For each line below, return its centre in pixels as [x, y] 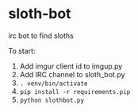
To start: [22, 50]
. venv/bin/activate [54, 84]
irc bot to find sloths [41, 35]
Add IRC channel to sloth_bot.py [72, 74]
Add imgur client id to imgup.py [71, 66]
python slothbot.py [52, 100]
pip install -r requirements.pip [75, 91]
